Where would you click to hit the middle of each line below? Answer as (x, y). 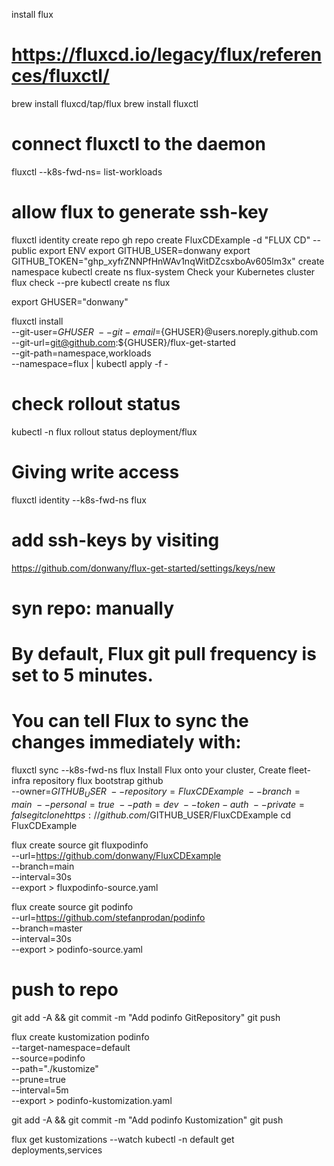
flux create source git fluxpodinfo (80, 845)
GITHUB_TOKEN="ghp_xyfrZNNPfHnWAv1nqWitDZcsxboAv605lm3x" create (168, 261)
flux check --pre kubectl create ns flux (91, 282)
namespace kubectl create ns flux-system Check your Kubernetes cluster (163, 271)
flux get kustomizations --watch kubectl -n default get (123, 1139)
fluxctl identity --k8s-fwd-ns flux (79, 500)
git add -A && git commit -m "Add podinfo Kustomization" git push (147, 1120)
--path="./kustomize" (55, 1068)
